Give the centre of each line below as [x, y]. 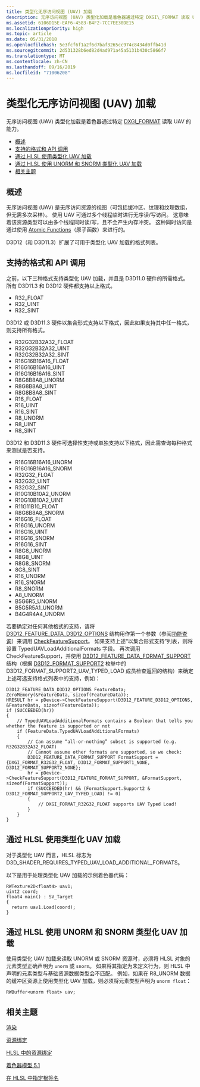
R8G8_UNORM [33, 551]
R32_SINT [27, 310]
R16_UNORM [30, 576]
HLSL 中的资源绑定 [29, 1053]
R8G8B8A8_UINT [36, 386]
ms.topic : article [29, 34]
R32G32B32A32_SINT [42, 354]
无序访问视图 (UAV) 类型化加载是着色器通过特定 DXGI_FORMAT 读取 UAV [95, 121]
